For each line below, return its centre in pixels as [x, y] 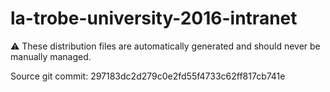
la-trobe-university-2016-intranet [154, 18]
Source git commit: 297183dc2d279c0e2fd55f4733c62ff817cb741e [148, 76]
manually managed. [51, 56]
